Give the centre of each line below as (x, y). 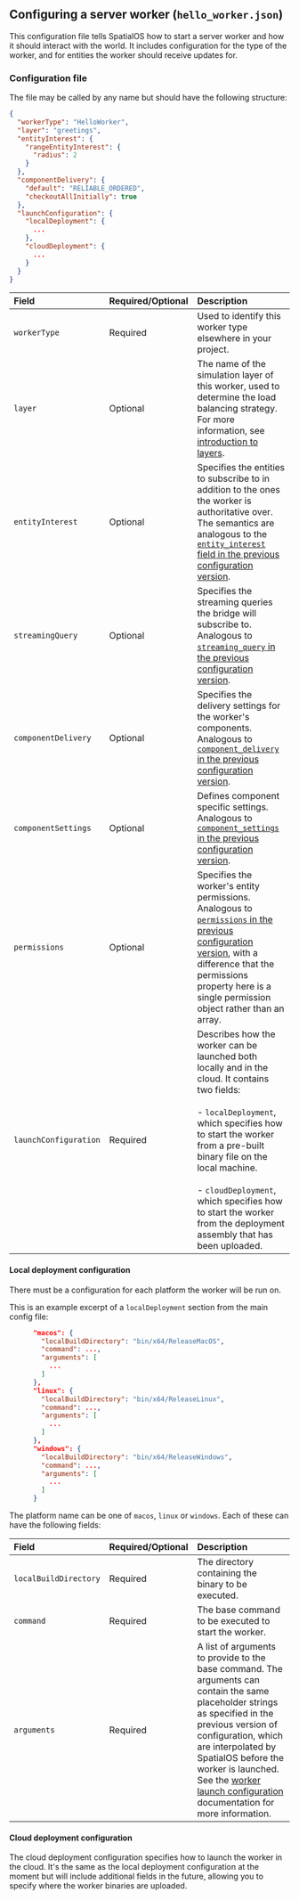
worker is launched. (238, 1769)
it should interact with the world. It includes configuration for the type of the (148, 45)
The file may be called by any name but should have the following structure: (148, 98)
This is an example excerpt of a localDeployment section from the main (139, 1307)
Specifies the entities (241, 468)
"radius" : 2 (55, 155)
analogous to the (232, 534)
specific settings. (233, 807)
